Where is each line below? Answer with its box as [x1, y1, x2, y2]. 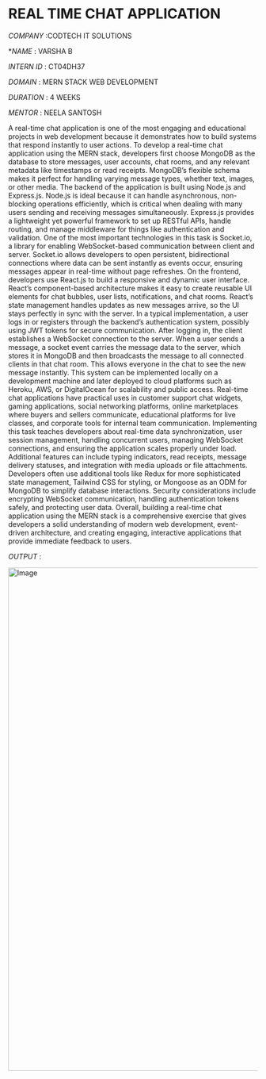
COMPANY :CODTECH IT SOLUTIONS [8, 31, 132, 40]
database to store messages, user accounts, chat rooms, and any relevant [8, 156, 250, 167]
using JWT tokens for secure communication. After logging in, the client [8, 325, 243, 335]
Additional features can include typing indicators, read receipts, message [8, 451, 247, 461]
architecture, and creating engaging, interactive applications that [30, 528, 241, 537]
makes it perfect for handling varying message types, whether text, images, [8, 174, 255, 183]
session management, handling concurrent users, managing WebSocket [8, 435, 244, 444]
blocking [8, 199, 37, 209]
